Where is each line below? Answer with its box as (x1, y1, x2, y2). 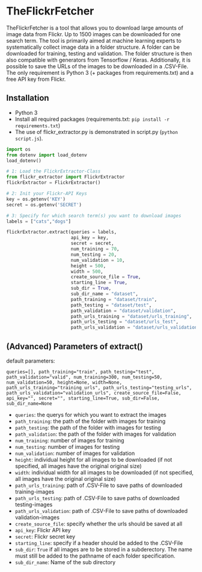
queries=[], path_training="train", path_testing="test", (6, 369, 155, 375)
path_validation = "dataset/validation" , (70, 308, 176, 314)
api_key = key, (70, 235, 109, 241)
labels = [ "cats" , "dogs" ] (6, 218, 71, 224)
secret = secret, (70, 240, 114, 247)
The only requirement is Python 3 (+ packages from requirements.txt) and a (6, 69, 194, 76)
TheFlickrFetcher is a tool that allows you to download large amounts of (6, 24, 183, 31)
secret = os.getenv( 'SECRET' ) (6, 202, 82, 208)
